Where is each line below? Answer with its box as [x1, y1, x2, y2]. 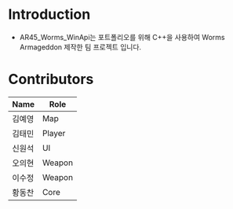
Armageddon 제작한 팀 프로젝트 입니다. [19, 42, 142, 52]
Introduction [8, 5, 91, 24]
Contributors [8, 71, 94, 88]
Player [42, 127, 66, 138]
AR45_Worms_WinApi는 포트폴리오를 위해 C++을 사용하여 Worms [19, 32, 225, 42]
